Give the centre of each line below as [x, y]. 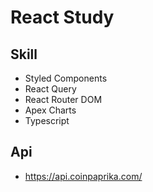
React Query [50, 89]
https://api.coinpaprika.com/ [83, 176]
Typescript [47, 120]
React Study [62, 17]
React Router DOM [63, 99]
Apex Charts [50, 110]
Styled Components [66, 78]
